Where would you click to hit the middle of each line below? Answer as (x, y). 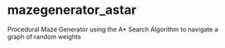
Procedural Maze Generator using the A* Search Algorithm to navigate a (113, 29)
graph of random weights (44, 36)
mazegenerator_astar (72, 10)
